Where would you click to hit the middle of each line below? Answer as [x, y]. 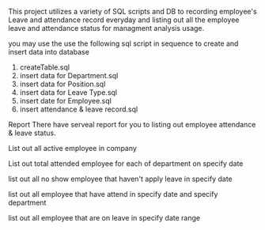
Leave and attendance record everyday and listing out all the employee [124, 20]
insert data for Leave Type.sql [68, 92]
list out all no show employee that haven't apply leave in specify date [120, 179]
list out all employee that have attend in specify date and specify [113, 194]
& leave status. [32, 133]
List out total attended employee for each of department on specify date [126, 164]
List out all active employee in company [72, 148]
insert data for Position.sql [62, 84]
